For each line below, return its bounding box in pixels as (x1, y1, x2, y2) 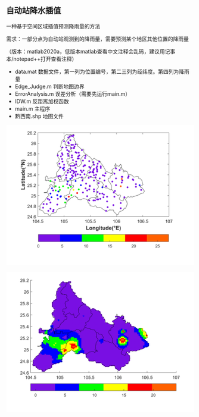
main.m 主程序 (14, 105, 51, 112)
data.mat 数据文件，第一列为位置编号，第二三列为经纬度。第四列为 (14, 68, 179, 75)
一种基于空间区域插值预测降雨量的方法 (6, 23, 100, 30)
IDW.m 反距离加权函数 (14, 98, 70, 105)
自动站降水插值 (6, 5, 61, 16)
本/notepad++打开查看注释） (6, 55, 77, 62)
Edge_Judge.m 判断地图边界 (14, 83, 85, 90)
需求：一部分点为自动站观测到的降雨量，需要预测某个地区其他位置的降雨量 (6, 35, 189, 42)
